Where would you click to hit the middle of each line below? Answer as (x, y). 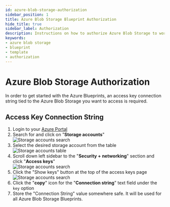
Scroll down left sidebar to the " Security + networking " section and (83, 156)
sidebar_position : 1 (27, 15)
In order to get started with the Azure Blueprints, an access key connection (83, 96)
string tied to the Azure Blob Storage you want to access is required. (76, 101)
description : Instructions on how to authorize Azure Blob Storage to (81, 33)
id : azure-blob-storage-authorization (46, 10)
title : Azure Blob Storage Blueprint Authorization (61, 19)
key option (23, 188)
